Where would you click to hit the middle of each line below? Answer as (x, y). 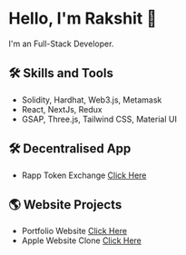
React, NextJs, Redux (62, 109)
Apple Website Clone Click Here (82, 240)
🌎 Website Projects (65, 205)
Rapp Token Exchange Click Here (84, 175)
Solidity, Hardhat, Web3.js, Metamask (92, 100)
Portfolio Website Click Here (74, 231)
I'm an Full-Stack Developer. (61, 44)
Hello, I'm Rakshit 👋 (83, 19)
